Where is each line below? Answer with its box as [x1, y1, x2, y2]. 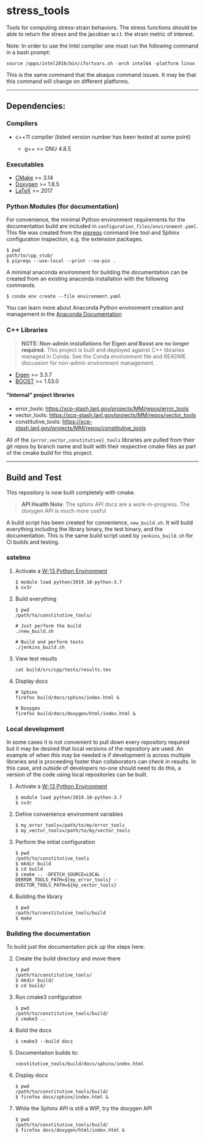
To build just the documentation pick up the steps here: [6, 943, 145, 951]
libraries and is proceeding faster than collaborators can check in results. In [6, 758, 196, 765]
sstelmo [6, 553, 31, 562]
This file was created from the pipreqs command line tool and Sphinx [6, 229, 180, 237]
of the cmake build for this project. [6, 449, 93, 456]
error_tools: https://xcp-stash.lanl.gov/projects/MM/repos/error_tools [15, 405, 189, 412]
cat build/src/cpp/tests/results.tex [15, 666, 112, 673]
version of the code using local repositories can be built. [6, 771, 148, 778]
